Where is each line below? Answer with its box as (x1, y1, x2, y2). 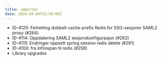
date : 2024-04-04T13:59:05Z (5, 12, 62, 16)
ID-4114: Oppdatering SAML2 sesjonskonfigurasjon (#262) (12, 35, 130, 41)
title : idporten (5, 7, 38, 12)
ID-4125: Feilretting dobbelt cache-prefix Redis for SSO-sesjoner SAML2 (12, 24, 158, 30)
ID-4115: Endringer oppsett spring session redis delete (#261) (12, 40, 135, 46)
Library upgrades (12, 50, 47, 56)
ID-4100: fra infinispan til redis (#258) (12, 45, 87, 51)
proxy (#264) (12, 30, 39, 36)
